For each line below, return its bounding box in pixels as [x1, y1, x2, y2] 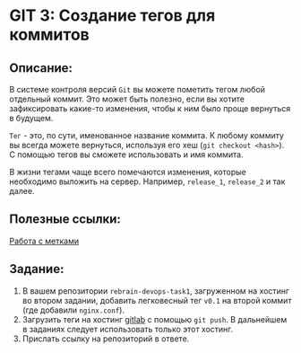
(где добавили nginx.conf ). [21, 304, 125, 315]
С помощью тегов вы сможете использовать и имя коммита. [9, 149, 244, 160]
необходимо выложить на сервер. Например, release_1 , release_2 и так [9, 176, 286, 187]
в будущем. [9, 113, 54, 123]
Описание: [9, 60, 73, 75]
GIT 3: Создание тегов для [9, 5, 216, 26]
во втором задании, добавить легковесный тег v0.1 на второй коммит [21, 295, 292, 305]
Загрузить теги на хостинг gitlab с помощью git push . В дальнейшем [21, 313, 288, 324]
